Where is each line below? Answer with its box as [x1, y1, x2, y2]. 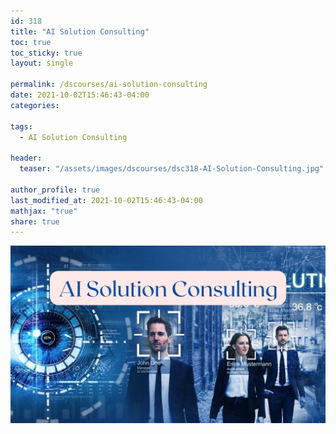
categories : [10, 100, 60, 110]
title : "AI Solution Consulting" [10, 26, 150, 37]
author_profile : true [10, 185, 101, 195]
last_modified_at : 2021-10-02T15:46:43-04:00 [10, 195, 203, 205]
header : [10, 153, 43, 164]
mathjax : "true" [10, 206, 78, 216]
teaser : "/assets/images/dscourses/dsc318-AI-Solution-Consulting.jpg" [19, 164, 325, 174]
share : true [10, 216, 60, 227]
